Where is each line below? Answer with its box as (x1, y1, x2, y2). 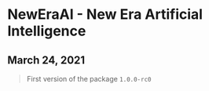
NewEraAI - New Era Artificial (7, 5, 203, 24)
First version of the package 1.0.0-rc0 (26, 75, 152, 83)
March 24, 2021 (7, 53, 86, 67)
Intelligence (7, 22, 86, 40)
